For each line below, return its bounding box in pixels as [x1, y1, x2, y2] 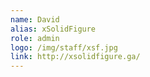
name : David [10, 14, 60, 25]
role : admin [10, 33, 60, 43]
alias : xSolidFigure [10, 24, 97, 34]
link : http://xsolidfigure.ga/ [10, 52, 141, 62]
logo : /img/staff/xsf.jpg [10, 42, 118, 53]
